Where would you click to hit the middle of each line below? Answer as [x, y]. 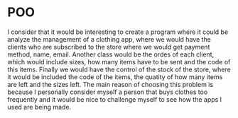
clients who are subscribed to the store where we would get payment [109, 47]
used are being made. [39, 107]
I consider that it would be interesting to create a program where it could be [118, 32]
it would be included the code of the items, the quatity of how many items [115, 77]
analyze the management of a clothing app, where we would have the [109, 39]
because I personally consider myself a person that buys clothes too [108, 92]
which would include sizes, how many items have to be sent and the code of [119, 61]
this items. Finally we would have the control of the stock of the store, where [119, 69]
